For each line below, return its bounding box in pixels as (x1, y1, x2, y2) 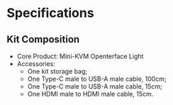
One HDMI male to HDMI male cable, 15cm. (27, 90, 154, 98)
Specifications (6, 5, 94, 21)
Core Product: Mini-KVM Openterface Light (16, 52, 144, 60)
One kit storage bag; (27, 67, 88, 75)
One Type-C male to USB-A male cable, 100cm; (27, 74, 167, 83)
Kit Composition (6, 33, 80, 45)
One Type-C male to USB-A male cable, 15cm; (27, 82, 162, 90)
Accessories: (16, 60, 56, 68)
